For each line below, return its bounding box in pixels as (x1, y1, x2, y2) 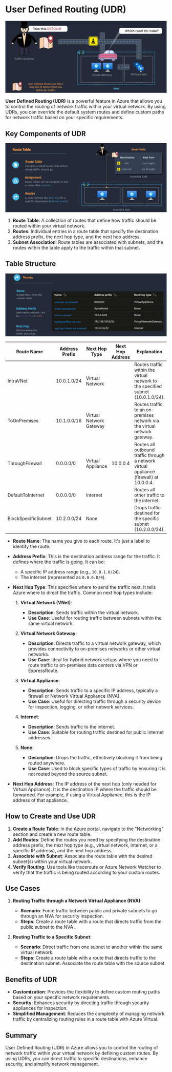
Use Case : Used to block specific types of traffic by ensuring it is (28, 765, 166, 771)
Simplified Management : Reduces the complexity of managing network (12, 1010, 165, 1017)
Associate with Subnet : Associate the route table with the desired (12, 853, 153, 859)
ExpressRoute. (28, 667, 59, 674)
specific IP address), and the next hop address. (12, 847, 113, 853)
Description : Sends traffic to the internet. (28, 723, 116, 730)
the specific (134, 515, 159, 522)
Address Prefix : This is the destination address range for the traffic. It (12, 553, 160, 559)
